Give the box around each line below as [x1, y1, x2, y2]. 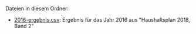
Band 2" [13, 23, 34, 29]
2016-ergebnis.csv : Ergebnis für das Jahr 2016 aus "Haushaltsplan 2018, [13, 16, 190, 23]
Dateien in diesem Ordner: [5, 5, 69, 12]
